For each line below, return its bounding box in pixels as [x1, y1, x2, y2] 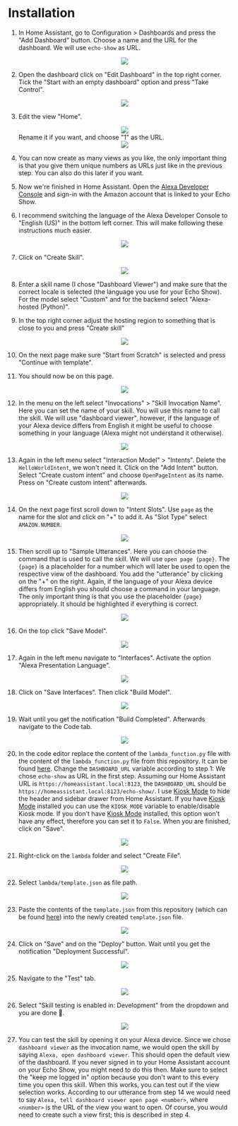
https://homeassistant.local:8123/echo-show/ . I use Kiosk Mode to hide [18, 786, 230, 795]
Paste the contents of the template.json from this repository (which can [18, 905, 228, 913]
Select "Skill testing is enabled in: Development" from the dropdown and [18, 1001, 229, 1009]
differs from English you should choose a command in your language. [18, 584, 221, 593]
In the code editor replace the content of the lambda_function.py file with [18, 749, 231, 757]
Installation [8, 5, 76, 21]
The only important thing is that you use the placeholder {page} [18, 592, 203, 600]
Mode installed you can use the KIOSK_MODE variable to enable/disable [18, 802, 220, 810]
